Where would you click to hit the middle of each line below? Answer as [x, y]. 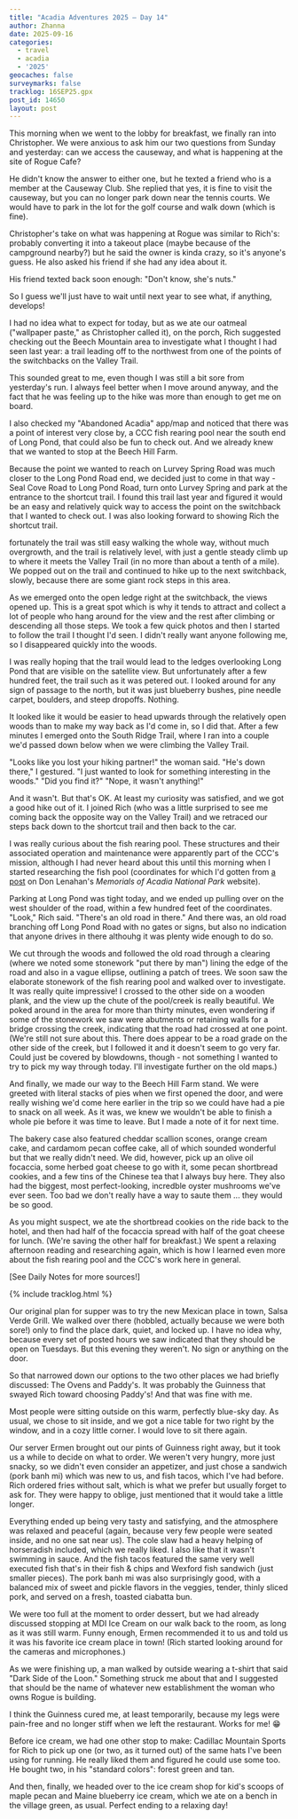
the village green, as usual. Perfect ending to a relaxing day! [119, 1806]
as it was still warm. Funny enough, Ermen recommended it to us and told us [149, 1633]
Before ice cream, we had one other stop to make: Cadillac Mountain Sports [148, 1741]
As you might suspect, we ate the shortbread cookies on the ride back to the [149, 1222]
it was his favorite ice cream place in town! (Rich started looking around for [146, 1642]
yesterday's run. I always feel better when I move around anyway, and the [144, 388]
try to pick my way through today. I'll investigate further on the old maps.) [143, 1067]
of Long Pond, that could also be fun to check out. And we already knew [141, 442]
